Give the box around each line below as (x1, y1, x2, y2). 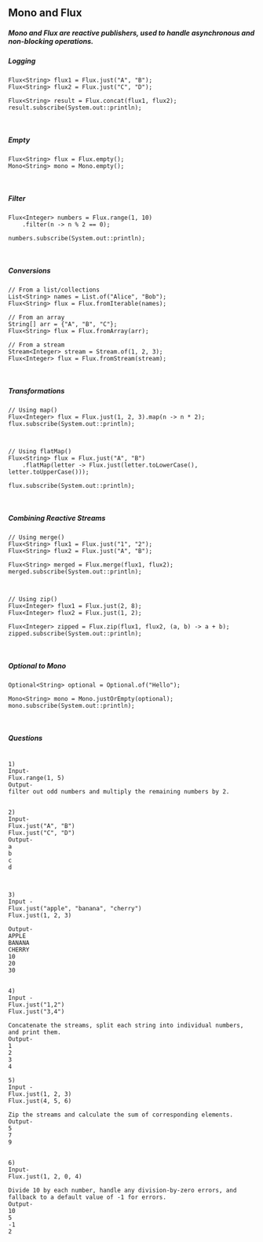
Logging (8, 57, 36, 66)
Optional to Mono (8, 661, 67, 671)
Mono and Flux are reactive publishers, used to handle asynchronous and (8, 27, 255, 38)
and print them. (8, 1028, 61, 1036)
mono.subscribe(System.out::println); (8, 702, 135, 709)
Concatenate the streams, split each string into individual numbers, (8, 1021, 244, 1029)
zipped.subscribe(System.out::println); (8, 629, 143, 637)
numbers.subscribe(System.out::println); (8, 234, 146, 242)
